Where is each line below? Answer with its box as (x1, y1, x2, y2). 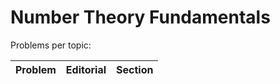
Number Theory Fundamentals (10, 6, 271, 29)
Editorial (65, 62, 107, 76)
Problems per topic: (10, 39, 92, 51)
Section (116, 62, 154, 76)
